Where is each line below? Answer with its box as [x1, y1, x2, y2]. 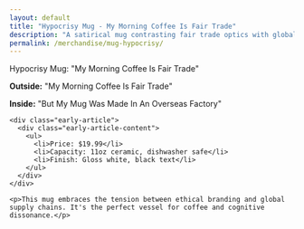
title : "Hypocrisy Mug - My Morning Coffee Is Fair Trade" [9, 22, 237, 31]
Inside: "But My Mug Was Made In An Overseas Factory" [9, 99, 222, 110]
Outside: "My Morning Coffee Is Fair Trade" [9, 81, 174, 91]
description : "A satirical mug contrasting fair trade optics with [9, 30, 270, 39]
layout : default [9, 13, 71, 23]
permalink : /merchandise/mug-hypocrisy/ [9, 38, 165, 48]
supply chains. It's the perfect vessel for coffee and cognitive [9, 203, 265, 213]
